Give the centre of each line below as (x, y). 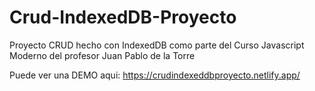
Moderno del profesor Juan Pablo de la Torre (102, 55)
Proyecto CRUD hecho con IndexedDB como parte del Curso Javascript (157, 45)
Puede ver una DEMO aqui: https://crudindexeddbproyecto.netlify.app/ (155, 75)
